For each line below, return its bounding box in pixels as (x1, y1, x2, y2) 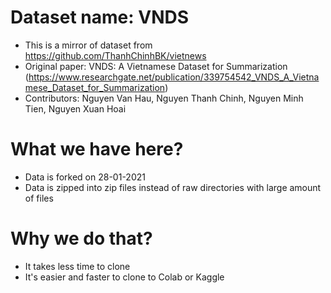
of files (24, 192, 54, 204)
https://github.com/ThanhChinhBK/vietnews (24, 49, 207, 61)
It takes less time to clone (24, 260, 131, 272)
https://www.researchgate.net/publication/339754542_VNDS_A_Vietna (28, 71, 320, 83)
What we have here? (10, 138, 184, 161)
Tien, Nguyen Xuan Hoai (24, 102, 127, 115)
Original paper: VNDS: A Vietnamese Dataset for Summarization (24, 60, 288, 72)
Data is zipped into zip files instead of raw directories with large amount (24, 181, 322, 193)
